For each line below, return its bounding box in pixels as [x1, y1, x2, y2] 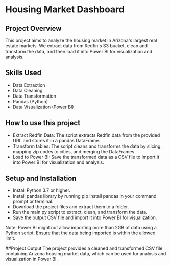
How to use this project [5, 118, 81, 127]
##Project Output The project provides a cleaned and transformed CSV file [5, 245, 163, 251]
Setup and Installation [5, 174, 77, 183]
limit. [5, 235, 16, 241]
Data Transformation [12, 93, 56, 99]
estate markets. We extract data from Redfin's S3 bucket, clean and [5, 43, 148, 49]
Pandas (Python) [12, 98, 48, 104]
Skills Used [5, 68, 42, 77]
